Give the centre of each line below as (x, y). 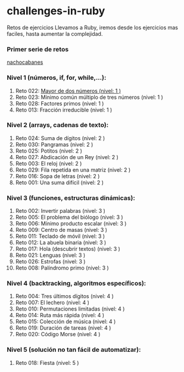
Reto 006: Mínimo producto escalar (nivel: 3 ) (71, 224)
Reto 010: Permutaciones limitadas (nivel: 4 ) (70, 309)
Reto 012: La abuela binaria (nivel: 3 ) (61, 243)
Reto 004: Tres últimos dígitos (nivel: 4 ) (64, 296)
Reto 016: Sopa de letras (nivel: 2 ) (57, 176)
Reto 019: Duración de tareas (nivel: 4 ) (63, 328)
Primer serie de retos (38, 49)
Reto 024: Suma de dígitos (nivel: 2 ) (60, 138)
